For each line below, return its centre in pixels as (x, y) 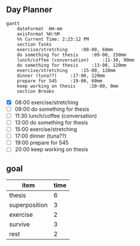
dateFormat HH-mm (40, 29)
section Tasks (34, 44)
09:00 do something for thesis (52, 109)
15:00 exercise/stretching (46, 129)
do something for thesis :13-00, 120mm (72, 65)
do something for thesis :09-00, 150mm (72, 55)
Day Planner (29, 10)
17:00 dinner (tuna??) (41, 136)
